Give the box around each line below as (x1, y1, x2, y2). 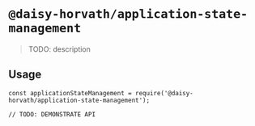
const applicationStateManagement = (8, 89, 132, 97)
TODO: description (28, 44, 91, 54)
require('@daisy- (134, 89, 194, 97)
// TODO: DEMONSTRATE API (8, 110, 96, 119)
